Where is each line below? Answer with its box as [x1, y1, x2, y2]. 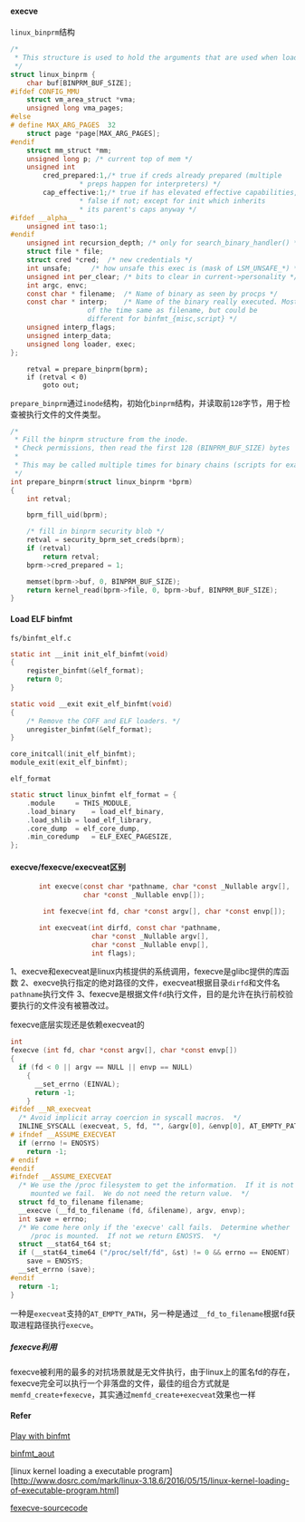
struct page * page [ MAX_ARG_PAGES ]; [26, 129, 161, 138]
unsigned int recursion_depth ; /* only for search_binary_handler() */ [26, 238, 302, 247]
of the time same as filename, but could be [87, 306, 258, 315]
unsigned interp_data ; [26, 331, 112, 340]
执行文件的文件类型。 [25, 409, 106, 420]
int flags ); [91, 948, 137, 958]
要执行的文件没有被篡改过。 [10, 1000, 114, 1011]
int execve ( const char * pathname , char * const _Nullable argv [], [38, 882, 291, 891]
